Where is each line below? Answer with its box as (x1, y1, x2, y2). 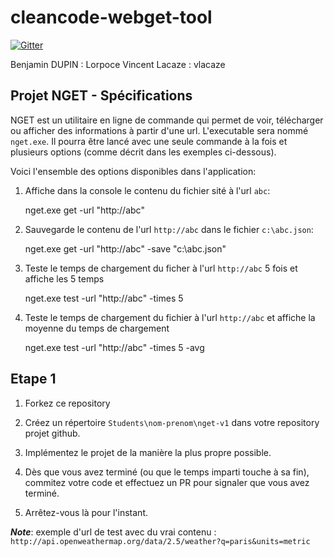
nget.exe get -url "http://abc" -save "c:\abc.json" (24, 242, 227, 255)
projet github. (24, 427, 81, 439)
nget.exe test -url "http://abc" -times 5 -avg (24, 341, 205, 353)
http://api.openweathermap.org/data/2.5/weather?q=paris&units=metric (10, 536, 311, 546)
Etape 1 (10, 371, 57, 388)
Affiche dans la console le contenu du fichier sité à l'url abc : (24, 184, 271, 196)
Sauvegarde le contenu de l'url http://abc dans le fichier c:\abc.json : (24, 223, 314, 235)
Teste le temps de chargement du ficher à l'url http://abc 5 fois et (24, 262, 298, 274)
